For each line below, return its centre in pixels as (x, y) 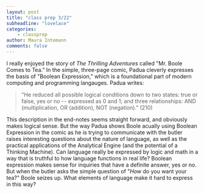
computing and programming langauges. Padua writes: (75, 82)
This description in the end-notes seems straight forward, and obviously (97, 119)
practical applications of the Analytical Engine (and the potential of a (92, 145)
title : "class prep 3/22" (39, 18)
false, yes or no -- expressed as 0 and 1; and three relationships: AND (109, 101)
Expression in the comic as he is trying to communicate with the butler (94, 132)
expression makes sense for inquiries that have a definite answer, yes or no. (101, 165)
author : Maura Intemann (37, 40)
